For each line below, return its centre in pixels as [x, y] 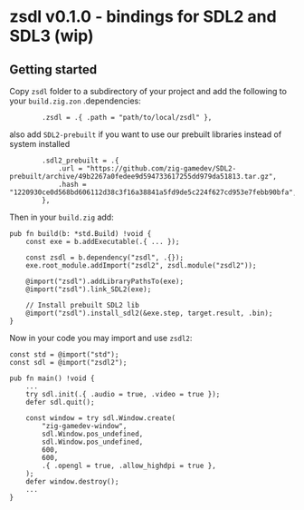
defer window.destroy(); [72, 482]
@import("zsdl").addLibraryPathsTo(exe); [104, 281]
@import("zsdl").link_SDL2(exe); [89, 289]
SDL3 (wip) [52, 36]
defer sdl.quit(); [60, 402]
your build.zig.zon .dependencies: [76, 101]
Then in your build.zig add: [62, 217]
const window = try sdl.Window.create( [101, 418]
